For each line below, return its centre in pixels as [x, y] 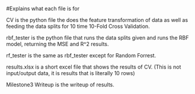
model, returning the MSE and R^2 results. [57, 44]
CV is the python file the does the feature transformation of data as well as [97, 20]
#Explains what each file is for [43, 9]
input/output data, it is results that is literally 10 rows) [71, 73]
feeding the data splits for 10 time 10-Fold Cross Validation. [78, 26]
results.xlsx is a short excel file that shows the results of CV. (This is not [94, 67]
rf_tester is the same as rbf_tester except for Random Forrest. [81, 55]
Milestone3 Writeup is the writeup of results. [60, 85]
